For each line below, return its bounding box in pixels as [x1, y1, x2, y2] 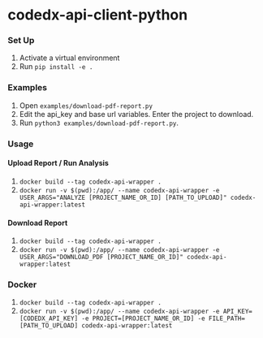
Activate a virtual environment [19, 53, 120, 63]
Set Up [7, 35, 35, 46]
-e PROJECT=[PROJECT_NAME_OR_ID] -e [81, 314, 205, 323]
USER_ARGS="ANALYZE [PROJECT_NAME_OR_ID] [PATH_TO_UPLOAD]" [19, 193, 227, 201]
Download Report [7, 218, 68, 227]
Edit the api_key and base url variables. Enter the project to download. [19, 109, 254, 119]
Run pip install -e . [19, 62, 93, 71]
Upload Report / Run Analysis [7, 158, 109, 168]
